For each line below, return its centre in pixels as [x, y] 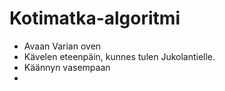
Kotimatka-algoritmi [95, 18]
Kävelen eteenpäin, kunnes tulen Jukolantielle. [119, 56]
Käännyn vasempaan [67, 67]
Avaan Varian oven [62, 46]
